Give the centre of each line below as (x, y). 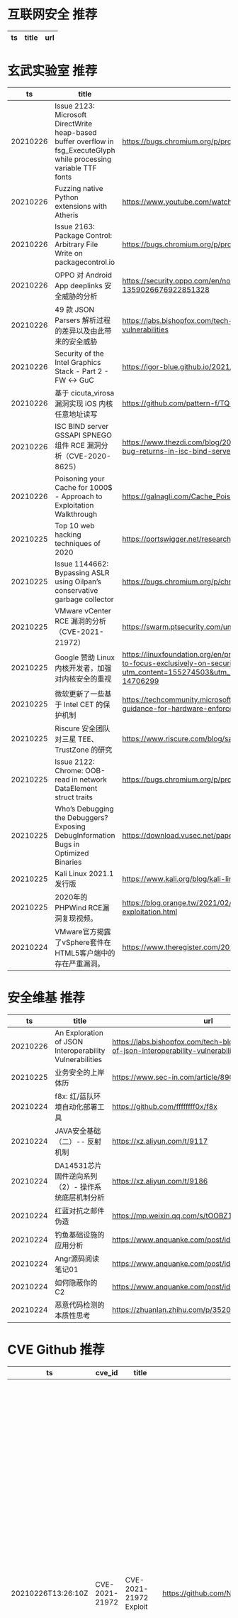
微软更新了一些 (80, 694)
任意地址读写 (76, 414)
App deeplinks (79, 285)
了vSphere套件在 (83, 942)
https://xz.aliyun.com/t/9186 (160, 1181)
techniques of (78, 543)
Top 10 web (75, 525)
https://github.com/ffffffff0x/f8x (165, 1106)
